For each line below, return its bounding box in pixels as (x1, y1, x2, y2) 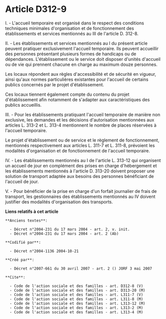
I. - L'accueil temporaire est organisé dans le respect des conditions (5, 20, 144, 26)
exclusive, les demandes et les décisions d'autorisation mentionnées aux (5, 117, 155, 123)
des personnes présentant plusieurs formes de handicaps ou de (5, 51, 137, 57)
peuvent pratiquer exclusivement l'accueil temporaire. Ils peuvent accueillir (5, 45, 159, 51)
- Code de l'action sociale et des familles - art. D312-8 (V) (9, 283, 143, 289)
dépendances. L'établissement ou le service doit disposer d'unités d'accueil (5, 56, 161, 62)
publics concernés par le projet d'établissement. (5, 81, 104, 88)
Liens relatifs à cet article (5, 208, 59, 214)
